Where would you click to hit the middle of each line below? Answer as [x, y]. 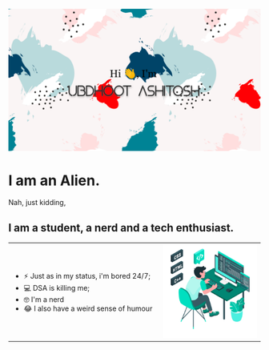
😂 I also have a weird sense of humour [88, 308]
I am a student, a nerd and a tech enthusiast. [121, 228]
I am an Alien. [54, 180]
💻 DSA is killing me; [57, 288]
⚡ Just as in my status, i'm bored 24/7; [87, 276]
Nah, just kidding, [37, 203]
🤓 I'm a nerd [44, 299]
